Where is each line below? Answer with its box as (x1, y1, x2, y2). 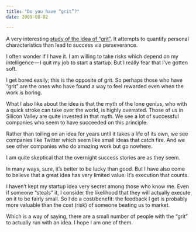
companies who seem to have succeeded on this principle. (6, 119, 148, 126)
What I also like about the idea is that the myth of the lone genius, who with (6, 100, 187, 107)
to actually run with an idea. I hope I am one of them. (6, 219, 133, 226)
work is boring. (6, 89, 43, 96)
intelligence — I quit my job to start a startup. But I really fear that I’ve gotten (6, 59, 188, 66)
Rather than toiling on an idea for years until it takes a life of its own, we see (6, 130, 188, 137)
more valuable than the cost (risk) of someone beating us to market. (6, 201, 170, 208)
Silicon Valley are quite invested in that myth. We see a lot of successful (6, 112, 180, 120)
